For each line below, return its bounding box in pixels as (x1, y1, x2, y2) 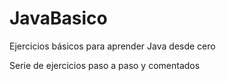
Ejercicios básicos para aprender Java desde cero (9, 40, 216, 52)
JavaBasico (9, 7, 108, 30)
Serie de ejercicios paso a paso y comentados (9, 59, 201, 71)
